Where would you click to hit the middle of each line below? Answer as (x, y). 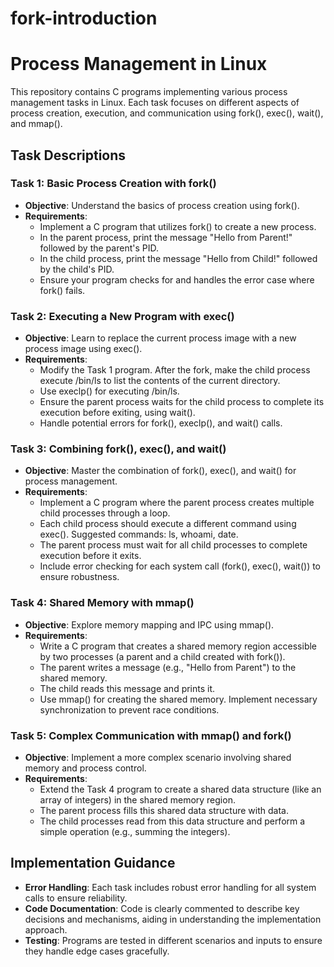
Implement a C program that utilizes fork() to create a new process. (178, 226)
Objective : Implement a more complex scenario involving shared (158, 757)
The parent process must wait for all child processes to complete (173, 545)
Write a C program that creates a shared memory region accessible (178, 646)
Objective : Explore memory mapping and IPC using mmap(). (149, 624)
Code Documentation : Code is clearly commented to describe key (162, 908)
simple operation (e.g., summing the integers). (135, 831)
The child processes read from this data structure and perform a (172, 821)
